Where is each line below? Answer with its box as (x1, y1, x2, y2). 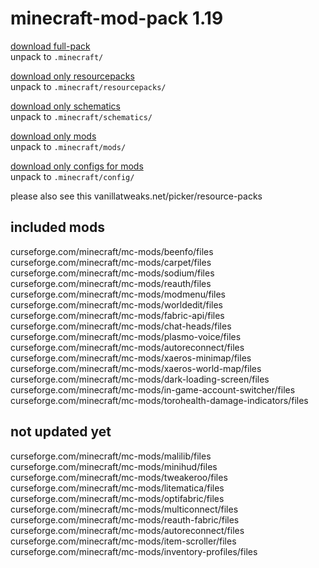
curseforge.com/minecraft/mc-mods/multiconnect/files (10, 503, 239, 515)
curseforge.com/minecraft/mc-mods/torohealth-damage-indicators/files (10, 394, 309, 406)
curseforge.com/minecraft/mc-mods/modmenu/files (10, 288, 226, 300)
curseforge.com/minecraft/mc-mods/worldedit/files (10, 298, 224, 311)
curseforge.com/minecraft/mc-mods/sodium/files (10, 267, 215, 279)
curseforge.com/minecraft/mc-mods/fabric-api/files (10, 309, 225, 321)
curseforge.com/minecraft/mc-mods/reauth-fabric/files (10, 513, 240, 526)
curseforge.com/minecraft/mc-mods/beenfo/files (10, 245, 214, 257)
